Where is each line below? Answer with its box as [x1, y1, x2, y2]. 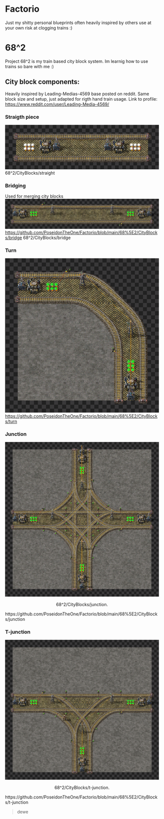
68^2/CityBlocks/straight [5, 170, 55, 176]
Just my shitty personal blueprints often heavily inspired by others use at [5, 20, 152, 26]
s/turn [5, 418, 18, 424]
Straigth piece [5, 113, 40, 120]
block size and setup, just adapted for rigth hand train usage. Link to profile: [5, 96, 158, 102]
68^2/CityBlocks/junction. [56, 601, 108, 607]
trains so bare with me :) [5, 63, 54, 69]
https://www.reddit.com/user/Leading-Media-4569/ [5, 101, 109, 107]
